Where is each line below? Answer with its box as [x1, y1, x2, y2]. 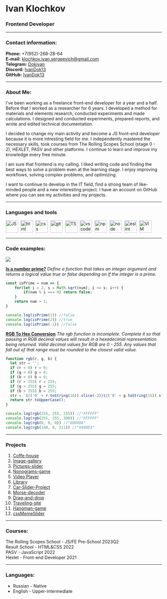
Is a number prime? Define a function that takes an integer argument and [5, 266, 157, 272]
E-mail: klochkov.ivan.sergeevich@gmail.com [5, 55, 99, 62]
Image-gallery [12, 458, 42, 464]
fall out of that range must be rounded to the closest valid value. [5, 346, 137, 352]
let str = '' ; [10, 361, 39, 366]
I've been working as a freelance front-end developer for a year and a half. [5, 100, 158, 106]
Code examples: [5, 245, 46, 252]
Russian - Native [12, 583, 47, 589]
